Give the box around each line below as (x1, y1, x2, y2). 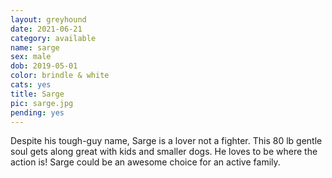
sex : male (10, 52, 52, 62)
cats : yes (10, 80, 52, 90)
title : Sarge (10, 89, 65, 99)
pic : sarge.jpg (10, 98, 74, 108)
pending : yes (10, 107, 65, 118)
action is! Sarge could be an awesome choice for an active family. (10, 156, 281, 168)
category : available (10, 33, 97, 43)
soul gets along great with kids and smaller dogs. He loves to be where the (10, 146, 318, 158)
